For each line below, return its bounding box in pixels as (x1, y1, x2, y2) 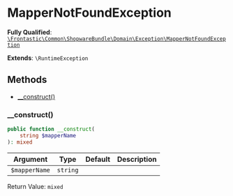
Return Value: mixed (7, 182, 63, 190)
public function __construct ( (7, 126, 96, 133)
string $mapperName (20, 132, 77, 139)
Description (116, 154, 157, 164)
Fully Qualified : (7, 28, 52, 36)
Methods (7, 74, 47, 86)
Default (85, 154, 110, 164)
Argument (13, 154, 48, 164)
